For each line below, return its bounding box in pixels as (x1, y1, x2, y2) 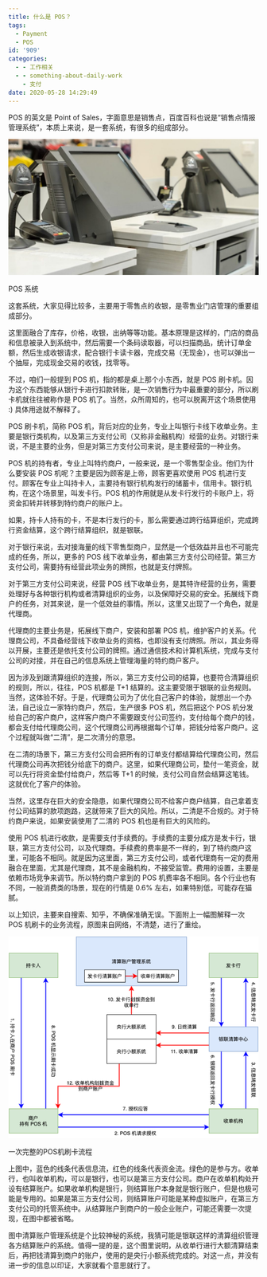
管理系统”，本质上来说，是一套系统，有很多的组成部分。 (8, 122, 193, 132)
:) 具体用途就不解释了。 (8, 404, 85, 414)
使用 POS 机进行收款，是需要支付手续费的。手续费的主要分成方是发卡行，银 (8, 833, 257, 843)
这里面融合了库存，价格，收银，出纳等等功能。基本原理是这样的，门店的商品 (8, 328, 259, 337)
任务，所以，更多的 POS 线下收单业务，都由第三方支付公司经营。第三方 (21, 552, 257, 561)
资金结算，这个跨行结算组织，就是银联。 (14, 525, 148, 534)
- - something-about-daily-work (15, 72, 123, 80)
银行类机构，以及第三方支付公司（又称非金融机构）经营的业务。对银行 (21, 431, 252, 441)
